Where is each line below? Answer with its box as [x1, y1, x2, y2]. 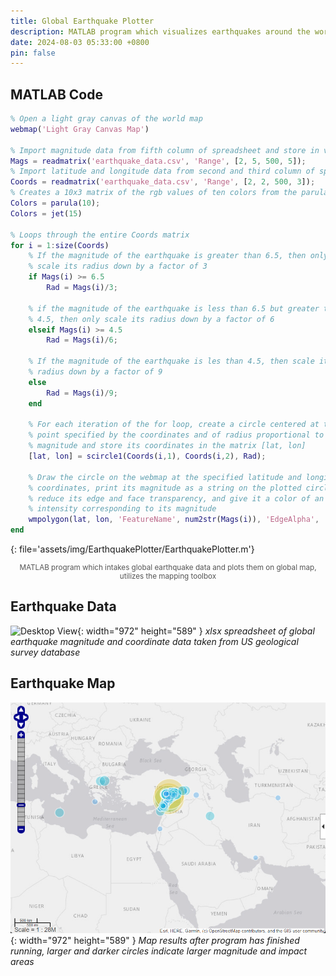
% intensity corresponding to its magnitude [28, 504, 217, 514]
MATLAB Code [10, 86, 103, 103]
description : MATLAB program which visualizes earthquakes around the [10, 26, 311, 37]
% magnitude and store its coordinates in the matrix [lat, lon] [28, 441, 307, 451]
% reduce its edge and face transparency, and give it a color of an [28, 493, 325, 504]
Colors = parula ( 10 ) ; [10, 198, 101, 209]
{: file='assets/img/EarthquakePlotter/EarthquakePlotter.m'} [10, 543, 255, 555]
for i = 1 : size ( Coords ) [10, 240, 110, 250]
